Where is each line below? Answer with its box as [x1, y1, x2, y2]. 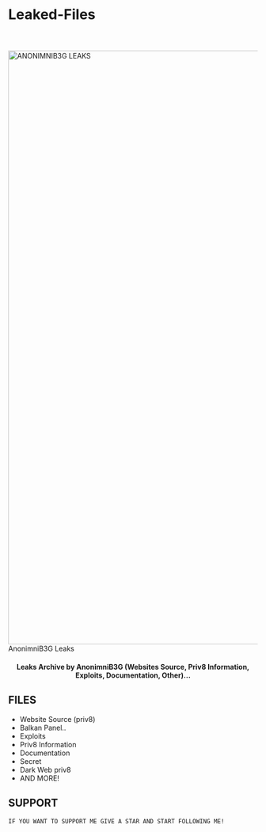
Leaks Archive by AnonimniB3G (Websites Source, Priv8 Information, [16, 662, 250, 671]
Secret [19, 756, 42, 766]
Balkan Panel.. [19, 723, 66, 732]
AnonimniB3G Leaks [8, 644, 75, 654]
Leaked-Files [8, 6, 97, 24]
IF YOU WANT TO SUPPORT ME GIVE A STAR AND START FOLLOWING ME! [8, 817, 225, 825]
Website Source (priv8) [19, 714, 96, 724]
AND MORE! [19, 773, 59, 783]
